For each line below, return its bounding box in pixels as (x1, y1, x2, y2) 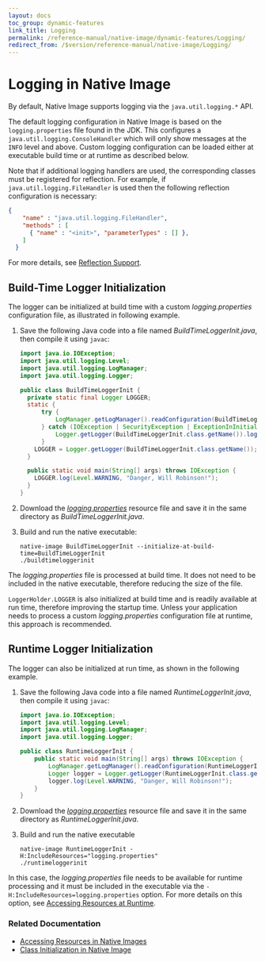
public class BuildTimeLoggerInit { (19, 386, 141, 394)
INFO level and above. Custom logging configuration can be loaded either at (8, 142, 254, 152)
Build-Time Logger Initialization (8, 281, 166, 294)
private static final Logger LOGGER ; (27, 394, 152, 402)
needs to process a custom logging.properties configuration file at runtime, (8, 610, 253, 620)
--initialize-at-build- (137, 542, 215, 550)
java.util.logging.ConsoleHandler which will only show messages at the (8, 134, 247, 144)
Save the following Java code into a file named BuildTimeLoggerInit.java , (19, 326, 258, 336)
